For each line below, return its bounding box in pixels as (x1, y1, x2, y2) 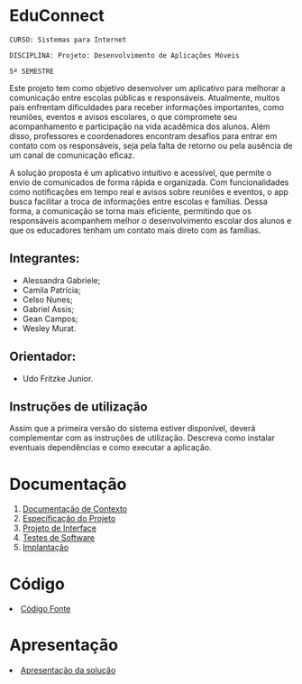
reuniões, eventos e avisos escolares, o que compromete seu (9, 111, 237, 122)
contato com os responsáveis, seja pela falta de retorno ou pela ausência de (9, 140, 293, 151)
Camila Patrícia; (22, 284, 81, 295)
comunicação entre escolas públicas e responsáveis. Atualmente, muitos (9, 92, 280, 103)
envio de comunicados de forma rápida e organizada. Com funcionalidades (9, 177, 289, 188)
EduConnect (9, 5, 105, 26)
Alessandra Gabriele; (22, 274, 101, 285)
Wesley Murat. (22, 322, 77, 334)
